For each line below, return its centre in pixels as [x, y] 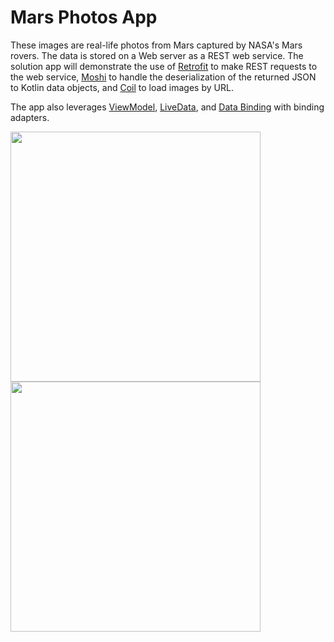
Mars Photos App [84, 17]
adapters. [30, 117]
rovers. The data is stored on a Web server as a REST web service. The [157, 55]
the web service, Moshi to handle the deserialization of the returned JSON [163, 77]
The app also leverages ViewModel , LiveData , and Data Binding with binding [167, 107]
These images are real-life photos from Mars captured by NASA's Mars [156, 45]
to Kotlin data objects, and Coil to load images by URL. [122, 87]
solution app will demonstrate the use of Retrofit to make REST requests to [164, 66]
